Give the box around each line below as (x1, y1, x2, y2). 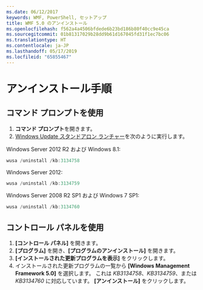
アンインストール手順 (6, 82, 112, 96)
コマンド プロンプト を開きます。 (15, 125, 96, 132)
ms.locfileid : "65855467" (6, 54, 72, 60)
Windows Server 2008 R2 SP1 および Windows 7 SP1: (6, 192, 139, 199)
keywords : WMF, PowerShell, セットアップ (6, 15, 107, 21)
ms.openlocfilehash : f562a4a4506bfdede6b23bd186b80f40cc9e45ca (6, 25, 170, 32)
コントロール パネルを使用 (6, 222, 104, 232)
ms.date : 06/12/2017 (6, 8, 59, 15)
